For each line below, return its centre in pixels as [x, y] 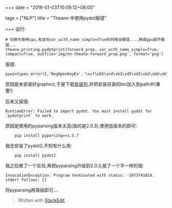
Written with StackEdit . [42, 200]
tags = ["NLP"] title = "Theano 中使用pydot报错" [56, 18]
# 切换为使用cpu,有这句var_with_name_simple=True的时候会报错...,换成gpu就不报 [85, 40]
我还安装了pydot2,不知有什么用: [39, 146]
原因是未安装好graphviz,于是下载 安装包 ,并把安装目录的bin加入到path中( [81, 84]
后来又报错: [17, 101]
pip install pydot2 [35, 156]
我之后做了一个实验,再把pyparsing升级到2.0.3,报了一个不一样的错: [75, 166]
